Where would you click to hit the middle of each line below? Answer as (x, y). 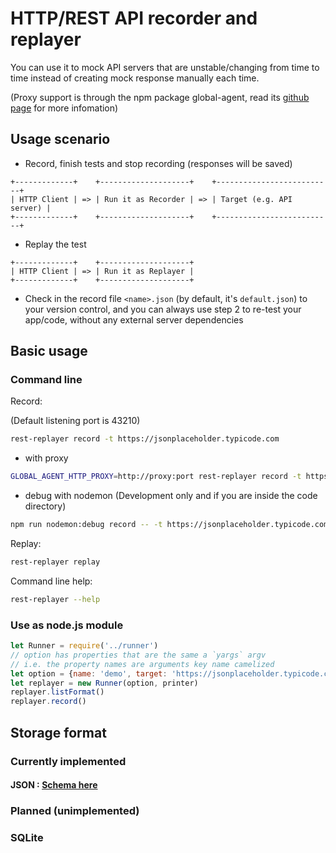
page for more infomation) (64, 108)
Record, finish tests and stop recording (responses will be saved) (158, 163)
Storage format (58, 732)
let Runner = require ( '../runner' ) (84, 646)
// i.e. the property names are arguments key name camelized (142, 664)
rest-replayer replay (55, 562)
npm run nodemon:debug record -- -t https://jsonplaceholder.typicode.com (169, 525)
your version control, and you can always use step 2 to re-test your (163, 309)
